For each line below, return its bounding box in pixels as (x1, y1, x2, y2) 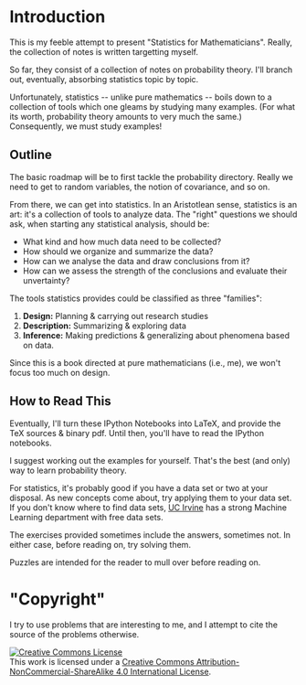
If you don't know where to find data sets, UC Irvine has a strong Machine (9, 501, 288, 513)
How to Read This (9, 393, 111, 409)
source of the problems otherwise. (9, 628, 140, 639)
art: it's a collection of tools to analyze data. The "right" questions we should (9, 209, 298, 219)
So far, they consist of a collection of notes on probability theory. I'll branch (9, 64, 293, 75)
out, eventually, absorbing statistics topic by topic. (9, 73, 199, 84)
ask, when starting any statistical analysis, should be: (9, 218, 210, 230)
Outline (9, 147, 52, 163)
